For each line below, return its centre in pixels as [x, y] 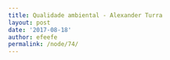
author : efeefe [33, 37]
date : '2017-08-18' [40, 30]
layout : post [29, 23]
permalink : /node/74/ [43, 44]
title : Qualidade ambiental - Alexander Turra [85, 15]
